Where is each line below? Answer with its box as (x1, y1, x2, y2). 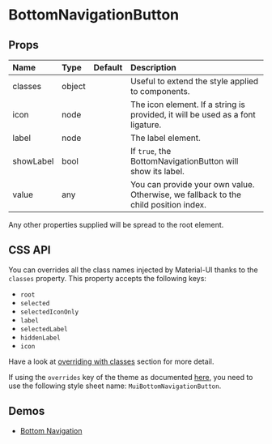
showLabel (12, 156, 54, 167)
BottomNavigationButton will (130, 156, 239, 167)
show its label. (130, 166, 185, 177)
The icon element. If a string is (130, 99, 245, 110)
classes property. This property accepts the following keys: (8, 273, 206, 283)
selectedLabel (19, 325, 68, 333)
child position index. (130, 199, 206, 210)
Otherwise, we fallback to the (130, 189, 241, 200)
